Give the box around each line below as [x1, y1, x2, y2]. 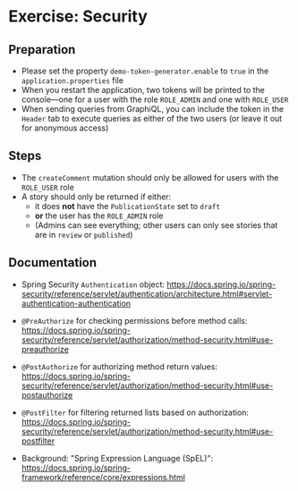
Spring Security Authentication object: [21, 279, 166, 290]
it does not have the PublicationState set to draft [34, 200, 221, 211]
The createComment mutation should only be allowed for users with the [21, 172, 279, 182]
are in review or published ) [34, 229, 133, 240]
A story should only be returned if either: [21, 190, 172, 202]
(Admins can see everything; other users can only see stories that [34, 219, 278, 230]
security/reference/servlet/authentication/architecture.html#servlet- [21, 288, 273, 299]
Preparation [8, 42, 76, 57]
